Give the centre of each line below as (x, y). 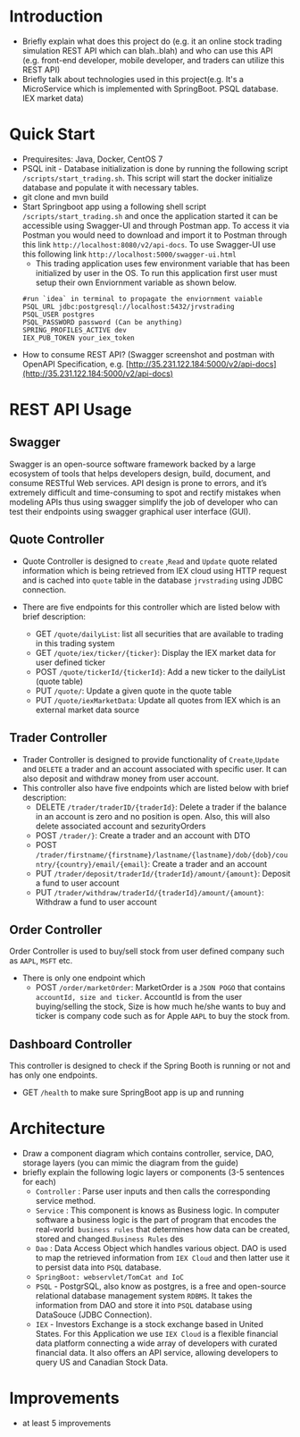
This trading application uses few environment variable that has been (162, 263)
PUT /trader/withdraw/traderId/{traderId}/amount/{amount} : (150, 892)
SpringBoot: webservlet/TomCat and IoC (110, 1278)
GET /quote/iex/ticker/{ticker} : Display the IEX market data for (156, 652)
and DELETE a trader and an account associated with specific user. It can (154, 769)
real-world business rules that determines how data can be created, (162, 1230)
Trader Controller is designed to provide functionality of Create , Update (150, 759)
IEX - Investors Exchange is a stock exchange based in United (149, 1324)
